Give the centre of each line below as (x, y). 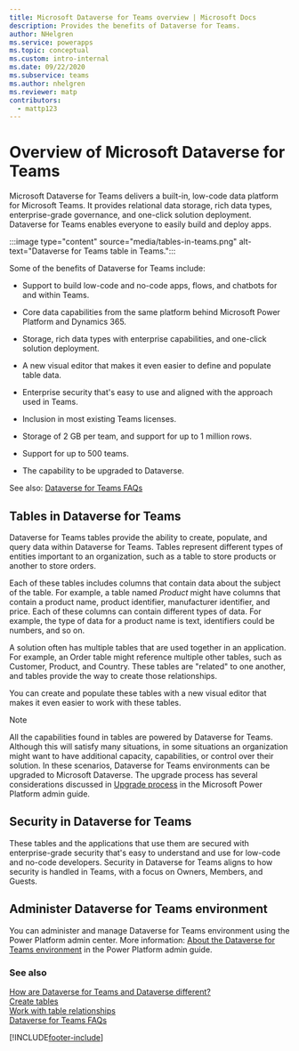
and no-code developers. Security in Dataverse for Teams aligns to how (141, 862)
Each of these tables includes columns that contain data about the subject (145, 583)
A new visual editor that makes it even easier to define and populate (146, 366)
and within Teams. (56, 295)
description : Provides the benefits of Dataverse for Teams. (125, 26)
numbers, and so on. (47, 630)
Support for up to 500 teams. (75, 454)
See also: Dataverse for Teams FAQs (76, 488)
